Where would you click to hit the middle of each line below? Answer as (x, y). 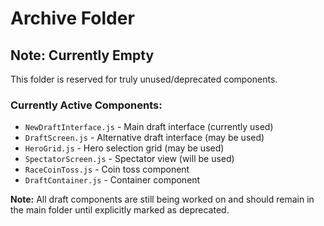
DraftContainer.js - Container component (112, 180)
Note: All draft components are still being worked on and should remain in (162, 199)
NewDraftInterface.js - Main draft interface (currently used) (149, 127)
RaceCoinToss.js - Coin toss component (107, 169)
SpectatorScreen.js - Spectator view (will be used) (129, 159)
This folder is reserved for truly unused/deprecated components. (144, 79)
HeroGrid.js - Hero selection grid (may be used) (124, 148)
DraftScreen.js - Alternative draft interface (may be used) (144, 138)
